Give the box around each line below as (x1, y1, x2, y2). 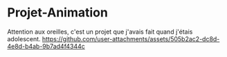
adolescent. (7, 34, 41, 43)
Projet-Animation (7, 5, 109, 21)
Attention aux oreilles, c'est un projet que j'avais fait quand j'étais (7, 27, 193, 36)
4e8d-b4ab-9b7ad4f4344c (7, 42, 85, 50)
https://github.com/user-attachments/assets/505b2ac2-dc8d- (42, 34, 220, 43)
